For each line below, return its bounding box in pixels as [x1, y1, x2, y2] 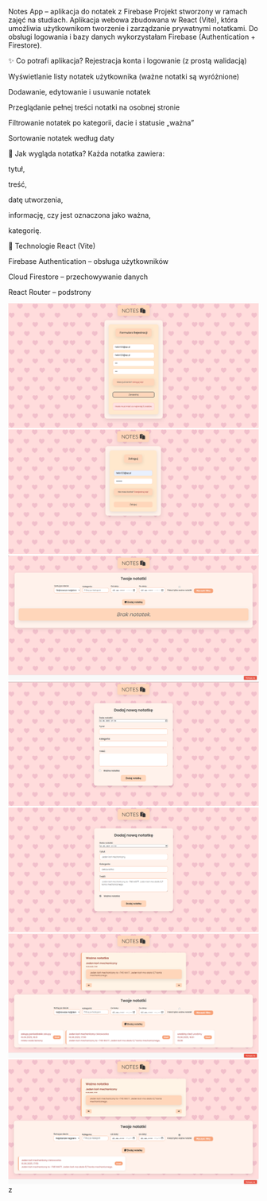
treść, [8, 180, 28, 189]
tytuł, [8, 165, 25, 173]
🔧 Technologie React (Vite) [8, 242, 96, 250]
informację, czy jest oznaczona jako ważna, [8, 211, 151, 219]
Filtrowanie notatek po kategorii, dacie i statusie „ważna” [8, 118, 195, 127]
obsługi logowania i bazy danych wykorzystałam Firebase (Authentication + [8, 32, 256, 41]
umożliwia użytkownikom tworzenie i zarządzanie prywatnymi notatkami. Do [8, 24, 258, 33]
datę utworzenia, [8, 195, 64, 204]
